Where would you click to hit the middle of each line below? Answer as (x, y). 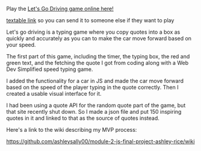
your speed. (21, 45)
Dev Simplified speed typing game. (50, 69)
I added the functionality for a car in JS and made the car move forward (95, 81)
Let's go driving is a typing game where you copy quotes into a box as (93, 32)
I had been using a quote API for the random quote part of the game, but (96, 105)
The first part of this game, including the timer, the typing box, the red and (98, 56)
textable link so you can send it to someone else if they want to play (90, 20)
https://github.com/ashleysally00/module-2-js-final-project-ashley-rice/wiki (100, 141)
